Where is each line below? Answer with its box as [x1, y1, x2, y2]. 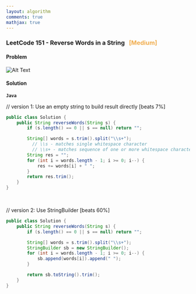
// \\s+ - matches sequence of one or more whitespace [32, 147, 168, 153]
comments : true [6, 14, 43, 20]
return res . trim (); [27, 174, 75, 180]
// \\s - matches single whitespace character [32, 141, 148, 147]
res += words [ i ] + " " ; [37, 163, 95, 169]
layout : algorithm [6, 8, 51, 15]
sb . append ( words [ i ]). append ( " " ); [37, 256, 121, 262]
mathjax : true [6, 19, 41, 25]
